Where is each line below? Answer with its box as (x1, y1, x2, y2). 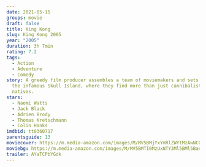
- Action (12, 60, 34, 66)
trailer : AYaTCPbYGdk (6, 151, 62, 157)
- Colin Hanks (12, 123, 48, 129)
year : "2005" (6, 37, 40, 43)
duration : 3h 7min (6, 43, 53, 50)
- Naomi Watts (12, 100, 48, 106)
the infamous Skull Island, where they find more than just (12, 83, 169, 89)
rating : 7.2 (6, 49, 37, 55)
